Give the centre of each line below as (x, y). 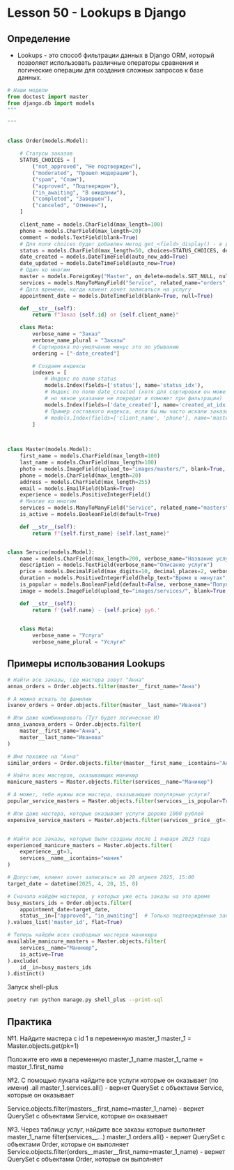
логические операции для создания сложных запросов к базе (110, 70)
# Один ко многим (45, 270)
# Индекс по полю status (80, 379)
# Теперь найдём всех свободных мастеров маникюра (82, 935)
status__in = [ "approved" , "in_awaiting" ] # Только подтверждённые (118, 916)
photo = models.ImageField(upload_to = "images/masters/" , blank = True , (123, 469)
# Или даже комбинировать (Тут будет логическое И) (84, 718)
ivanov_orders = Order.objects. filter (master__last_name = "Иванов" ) (107, 706)
